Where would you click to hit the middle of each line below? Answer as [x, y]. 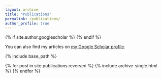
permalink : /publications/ [33, 19]
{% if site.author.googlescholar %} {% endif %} [53, 37]
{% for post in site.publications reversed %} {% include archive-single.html [81, 66]
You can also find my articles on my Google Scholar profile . [65, 47]
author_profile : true [27, 23]
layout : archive [22, 10]
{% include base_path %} [31, 56]
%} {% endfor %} [23, 71]
